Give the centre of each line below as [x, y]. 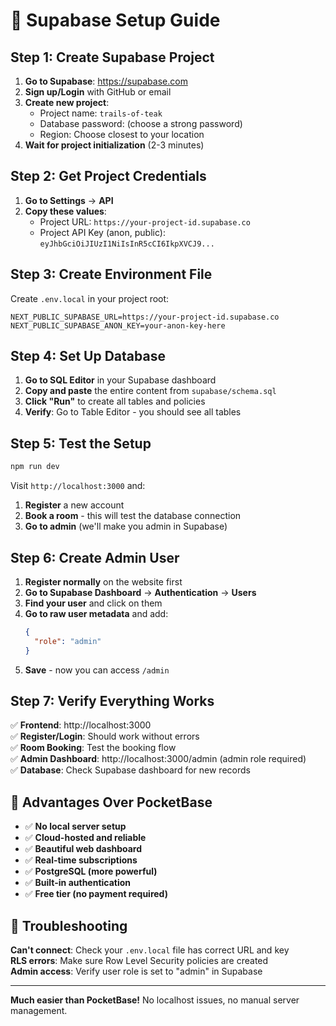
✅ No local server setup [75, 826]
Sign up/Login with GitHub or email [98, 92]
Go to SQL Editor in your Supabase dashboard [120, 380]
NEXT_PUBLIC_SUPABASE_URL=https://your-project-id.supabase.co [145, 317]
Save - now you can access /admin [97, 670]
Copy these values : [65, 211]
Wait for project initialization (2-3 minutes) [114, 145]
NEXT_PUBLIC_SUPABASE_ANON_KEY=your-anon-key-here [118, 325]
